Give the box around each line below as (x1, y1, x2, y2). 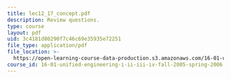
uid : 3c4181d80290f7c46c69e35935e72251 (7, 36, 122, 43)
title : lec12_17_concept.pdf (7, 10, 91, 17)
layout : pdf (7, 29, 41, 36)
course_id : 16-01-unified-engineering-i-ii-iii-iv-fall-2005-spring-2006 (7, 61, 223, 68)
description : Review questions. (7, 16, 100, 23)
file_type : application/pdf (7, 42, 88, 49)
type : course (7, 23, 45, 30)
